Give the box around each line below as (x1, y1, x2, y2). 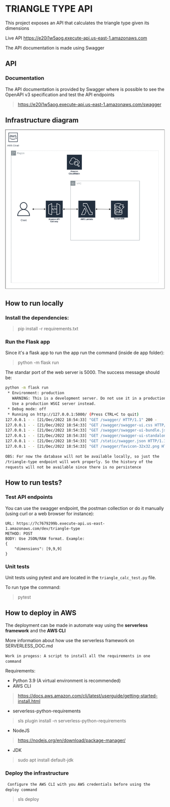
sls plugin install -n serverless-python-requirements (17, 717, 126, 724)
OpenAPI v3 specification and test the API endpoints (5, 92, 115, 98)
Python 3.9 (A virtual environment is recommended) (12, 677, 121, 684)
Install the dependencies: (5, 314, 69, 321)
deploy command (5, 787, 37, 792)
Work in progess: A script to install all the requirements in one (5, 653, 151, 658)
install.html (17, 698, 40, 704)
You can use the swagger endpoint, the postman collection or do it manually (5, 505, 164, 511)
